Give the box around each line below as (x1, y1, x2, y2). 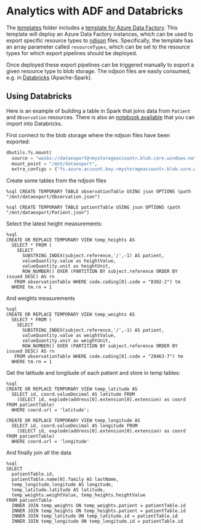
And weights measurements (6, 295, 75, 302)
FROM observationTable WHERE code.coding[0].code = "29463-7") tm (14, 354, 184, 360)
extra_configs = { (11, 166, 58, 172)
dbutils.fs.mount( (6, 149, 52, 155)
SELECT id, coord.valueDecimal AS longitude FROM (11, 423, 138, 429)
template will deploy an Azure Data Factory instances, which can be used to (6, 30, 193, 37)
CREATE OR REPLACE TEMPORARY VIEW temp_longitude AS (6, 418, 141, 424)
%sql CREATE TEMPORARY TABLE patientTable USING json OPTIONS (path (6, 204, 181, 210)
